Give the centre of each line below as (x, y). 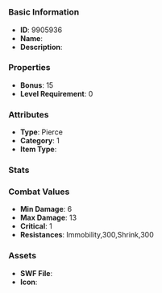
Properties (29, 68)
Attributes (29, 114)
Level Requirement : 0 (56, 93)
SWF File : (36, 273)
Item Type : (38, 149)
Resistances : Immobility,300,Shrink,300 (87, 235)
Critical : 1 (36, 226)
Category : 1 (40, 141)
